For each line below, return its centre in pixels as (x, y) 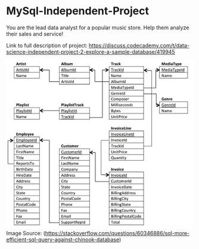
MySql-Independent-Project (77, 11)
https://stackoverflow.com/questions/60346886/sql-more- (117, 233)
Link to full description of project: (47, 45)
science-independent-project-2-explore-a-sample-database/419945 (91, 51)
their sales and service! (35, 33)
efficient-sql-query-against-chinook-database (63, 239)
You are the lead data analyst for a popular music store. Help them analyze (98, 27)
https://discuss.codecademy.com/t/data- (139, 45)
